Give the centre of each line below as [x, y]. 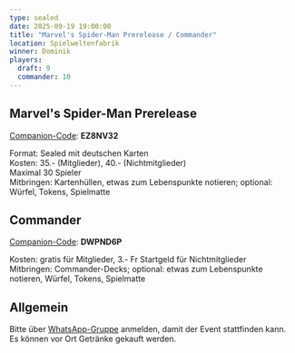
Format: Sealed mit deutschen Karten [79, 153]
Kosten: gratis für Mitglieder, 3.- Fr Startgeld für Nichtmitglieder [128, 260]
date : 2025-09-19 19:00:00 [60, 26]
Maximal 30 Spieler [45, 172]
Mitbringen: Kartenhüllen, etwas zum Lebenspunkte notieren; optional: [141, 181]
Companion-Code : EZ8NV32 [64, 135]
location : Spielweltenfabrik [64, 43]
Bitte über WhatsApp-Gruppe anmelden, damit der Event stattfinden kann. [148, 329]
